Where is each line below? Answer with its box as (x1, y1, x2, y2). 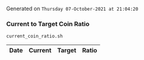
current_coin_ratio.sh (6, 33, 63, 39)
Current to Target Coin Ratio (6, 20, 90, 28)
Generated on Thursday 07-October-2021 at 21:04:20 (6, 5, 139, 12)
